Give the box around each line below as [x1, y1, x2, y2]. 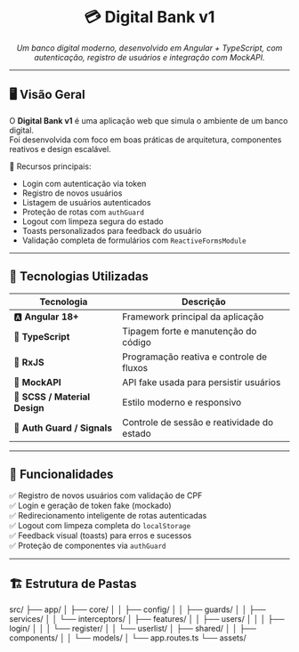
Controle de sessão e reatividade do [122, 415, 274, 428]
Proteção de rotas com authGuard [21, 206, 145, 217]
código [122, 335, 151, 348]
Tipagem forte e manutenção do [122, 325, 257, 337]
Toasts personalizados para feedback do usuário [21, 225, 202, 236]
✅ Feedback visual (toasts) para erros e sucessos [9, 530, 192, 541]
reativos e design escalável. [9, 143, 111, 154]
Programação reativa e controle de [122, 350, 268, 363]
